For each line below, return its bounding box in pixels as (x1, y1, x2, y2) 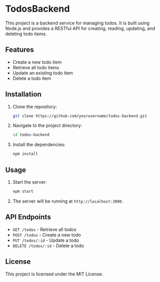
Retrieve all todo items (12, 64, 59, 70)
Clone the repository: (12, 103, 57, 109)
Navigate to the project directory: (12, 123, 82, 129)
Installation (5, 90, 42, 99)
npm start (12, 189, 34, 194)
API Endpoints (5, 213, 51, 221)
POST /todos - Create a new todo (12, 232, 81, 238)
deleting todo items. (5, 31, 47, 37)
